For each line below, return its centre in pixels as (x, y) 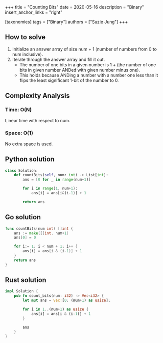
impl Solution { (22, 291)
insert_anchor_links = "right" (34, 12)
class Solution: (22, 171)
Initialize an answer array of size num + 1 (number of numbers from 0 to (84, 49)
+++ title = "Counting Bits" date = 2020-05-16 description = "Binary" (75, 7)
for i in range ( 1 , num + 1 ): (50, 188)
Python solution (30, 159)
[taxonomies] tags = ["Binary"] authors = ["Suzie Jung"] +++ (67, 22)
